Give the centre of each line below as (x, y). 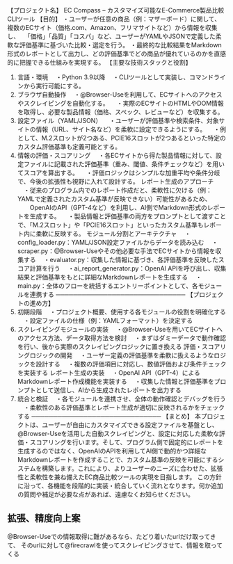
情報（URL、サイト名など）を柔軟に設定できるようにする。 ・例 (131, 129)
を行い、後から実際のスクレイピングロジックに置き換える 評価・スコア (119, 347)
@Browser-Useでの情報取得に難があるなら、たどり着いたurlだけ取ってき (112, 536)
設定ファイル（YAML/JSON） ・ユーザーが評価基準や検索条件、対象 (118, 121)
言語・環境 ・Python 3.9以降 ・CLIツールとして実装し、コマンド (115, 77)
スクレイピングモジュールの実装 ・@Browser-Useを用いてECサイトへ (120, 329)
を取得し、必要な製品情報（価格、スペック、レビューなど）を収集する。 (120, 112)
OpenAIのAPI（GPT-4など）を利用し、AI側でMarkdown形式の (118, 208)
